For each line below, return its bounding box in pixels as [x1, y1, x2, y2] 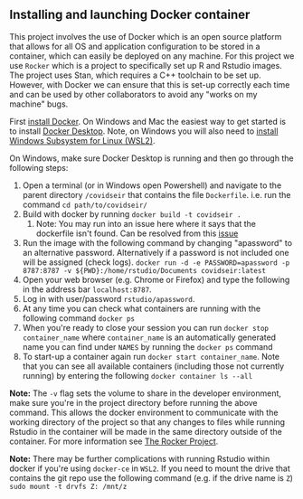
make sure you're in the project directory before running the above [9, 397, 258, 408]
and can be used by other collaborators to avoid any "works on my [9, 89, 258, 99]
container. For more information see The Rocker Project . [9, 436, 219, 447]
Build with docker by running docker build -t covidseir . [22, 208, 241, 220]
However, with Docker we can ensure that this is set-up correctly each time [9, 79, 290, 89]
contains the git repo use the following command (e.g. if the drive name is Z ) [9, 472, 294, 483]
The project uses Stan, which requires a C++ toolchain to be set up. [9, 70, 261, 80]
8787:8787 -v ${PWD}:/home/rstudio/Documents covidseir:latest [22, 266, 267, 275]
